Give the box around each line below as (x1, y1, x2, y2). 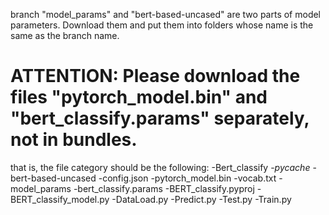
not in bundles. (10, 129, 138, 151)
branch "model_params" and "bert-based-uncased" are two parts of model (10, 9, 322, 20)
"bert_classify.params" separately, (10, 107, 310, 130)
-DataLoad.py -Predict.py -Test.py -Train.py (111, 193, 292, 205)
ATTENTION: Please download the (10, 65, 301, 88)
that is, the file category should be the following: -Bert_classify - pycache (10, 161, 311, 173)
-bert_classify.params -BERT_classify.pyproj (73, 182, 255, 194)
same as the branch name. (10, 30, 120, 41)
